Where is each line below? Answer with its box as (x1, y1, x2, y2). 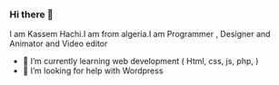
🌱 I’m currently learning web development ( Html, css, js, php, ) (22, 56, 259, 67)
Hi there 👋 (9, 8, 55, 21)
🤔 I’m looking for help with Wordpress (22, 65, 164, 76)
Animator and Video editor (9, 38, 108, 49)
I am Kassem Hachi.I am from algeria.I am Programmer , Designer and (9, 29, 271, 40)
